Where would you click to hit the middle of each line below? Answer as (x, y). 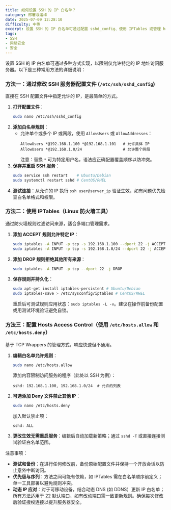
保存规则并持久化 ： (33, 279)
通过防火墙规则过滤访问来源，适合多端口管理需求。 (59, 223)
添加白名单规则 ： (31, 127)
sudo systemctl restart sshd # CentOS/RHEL (60, 180)
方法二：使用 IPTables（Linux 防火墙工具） (58, 211)
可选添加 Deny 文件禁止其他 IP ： (47, 396)
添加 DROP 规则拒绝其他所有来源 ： (49, 259)
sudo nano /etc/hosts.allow (42, 365)
